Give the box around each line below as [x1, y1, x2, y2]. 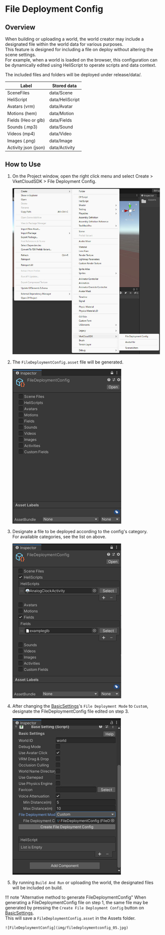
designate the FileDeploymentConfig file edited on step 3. [12, 708, 129, 714]
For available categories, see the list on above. [12, 534, 107, 540]
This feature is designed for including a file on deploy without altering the [5, 47, 153, 52]
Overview [5, 23, 36, 31]
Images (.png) [7, 138, 36, 144]
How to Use [5, 160, 41, 168]
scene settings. [5, 52, 36, 58]
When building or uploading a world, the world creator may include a [5, 36, 144, 42]
